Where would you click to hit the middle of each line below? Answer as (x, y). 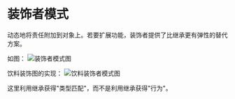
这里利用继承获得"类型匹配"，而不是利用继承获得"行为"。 (90, 88)
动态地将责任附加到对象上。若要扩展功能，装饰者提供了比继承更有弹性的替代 (117, 35)
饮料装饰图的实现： (35, 73)
